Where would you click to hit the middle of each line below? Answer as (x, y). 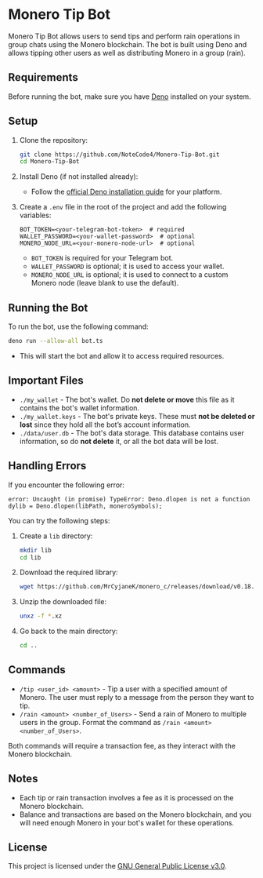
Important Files (46, 381)
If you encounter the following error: (67, 485)
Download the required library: (69, 572)
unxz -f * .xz (41, 616)
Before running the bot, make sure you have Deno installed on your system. (130, 97)
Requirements (43, 77)
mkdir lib (36, 550)
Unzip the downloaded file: (63, 602)
